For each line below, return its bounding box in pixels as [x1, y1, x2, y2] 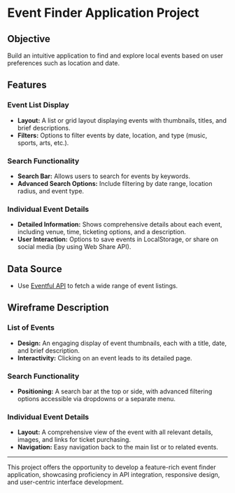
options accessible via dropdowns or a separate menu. [17, 395, 176, 403]
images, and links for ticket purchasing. [17, 435, 131, 444]
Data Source [7, 263, 62, 275]
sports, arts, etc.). [17, 138, 69, 147]
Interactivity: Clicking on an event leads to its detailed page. [17, 353, 192, 362]
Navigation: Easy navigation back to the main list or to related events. [17, 443, 219, 452]
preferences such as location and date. [7, 59, 120, 67]
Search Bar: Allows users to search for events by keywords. [17, 172, 191, 180]
